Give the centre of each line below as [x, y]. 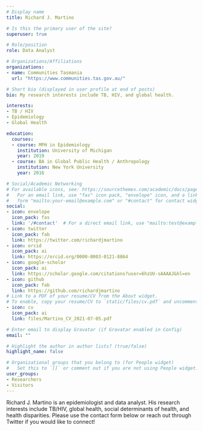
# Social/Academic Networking [44, 184]
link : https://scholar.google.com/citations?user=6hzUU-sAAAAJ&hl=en [101, 274]
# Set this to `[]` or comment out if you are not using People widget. [102, 368]
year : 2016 [31, 173]
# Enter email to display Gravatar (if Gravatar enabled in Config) [94, 329]
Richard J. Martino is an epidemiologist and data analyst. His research [93, 402]
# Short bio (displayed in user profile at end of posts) [81, 89]
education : [20, 134]
